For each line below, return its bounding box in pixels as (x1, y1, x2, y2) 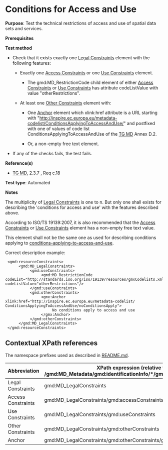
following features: (12, 60, 51, 66)
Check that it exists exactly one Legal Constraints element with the (12, 54, 150, 61)
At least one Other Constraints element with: (19, 99, 111, 106)
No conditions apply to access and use (52, 307, 135, 312)
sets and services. (5, 25, 43, 31)
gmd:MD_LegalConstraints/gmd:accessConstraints (44, 396, 164, 403)
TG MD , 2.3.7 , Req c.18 (12, 170, 60, 176)
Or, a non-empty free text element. (27, 141, 99, 147)
